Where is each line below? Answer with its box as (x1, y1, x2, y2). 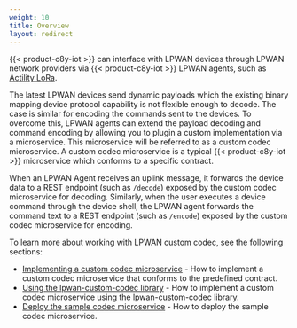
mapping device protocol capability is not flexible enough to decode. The (9, 99, 277, 110)
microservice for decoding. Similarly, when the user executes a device (9, 191, 266, 202)
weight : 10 (9, 12, 50, 22)
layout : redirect (9, 29, 74, 38)
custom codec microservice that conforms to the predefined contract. (21, 273, 277, 284)
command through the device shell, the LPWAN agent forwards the (9, 201, 254, 212)
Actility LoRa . (9, 73, 58, 83)
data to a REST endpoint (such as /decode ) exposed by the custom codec (9, 183, 277, 193)
